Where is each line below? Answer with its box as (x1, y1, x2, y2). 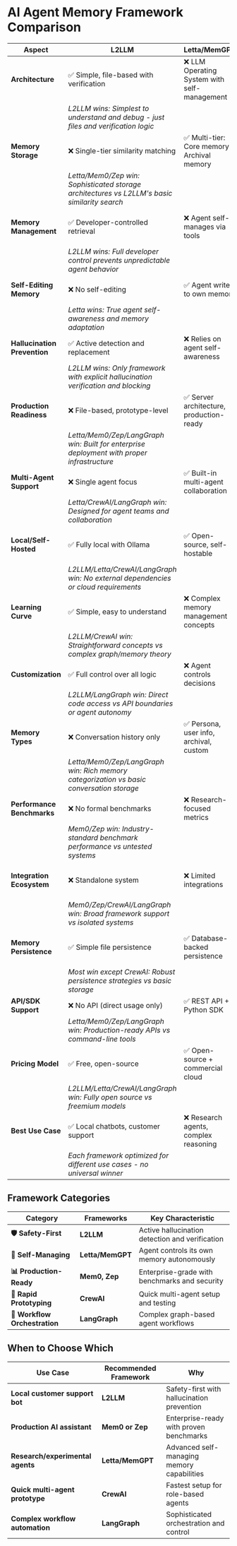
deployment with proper (68, 448, 148, 458)
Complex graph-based (138, 1309, 215, 1319)
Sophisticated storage (68, 179, 142, 189)
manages (183, 222, 214, 232)
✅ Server (183, 392, 214, 402)
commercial (183, 1063, 223, 1073)
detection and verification (138, 1234, 224, 1244)
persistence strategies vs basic (68, 975, 171, 985)
